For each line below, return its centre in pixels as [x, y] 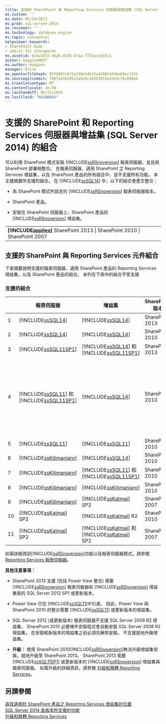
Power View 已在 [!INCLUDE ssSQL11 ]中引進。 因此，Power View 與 [81, 604]
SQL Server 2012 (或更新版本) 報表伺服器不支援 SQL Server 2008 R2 [82, 620]
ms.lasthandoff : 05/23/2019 [34, 92]
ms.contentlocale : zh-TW [31, 88]
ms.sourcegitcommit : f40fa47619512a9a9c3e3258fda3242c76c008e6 [72, 79]
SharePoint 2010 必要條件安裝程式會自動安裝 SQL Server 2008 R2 [93, 627]
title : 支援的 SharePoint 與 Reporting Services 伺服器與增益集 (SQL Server [82, 10]
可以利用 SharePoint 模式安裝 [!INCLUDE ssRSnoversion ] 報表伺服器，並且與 [82, 162]
